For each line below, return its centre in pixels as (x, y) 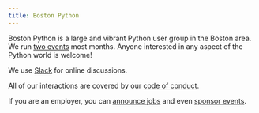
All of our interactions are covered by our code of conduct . (104, 85)
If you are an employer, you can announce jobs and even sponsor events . (128, 100)
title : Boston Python (44, 15)
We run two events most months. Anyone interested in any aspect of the (126, 46)
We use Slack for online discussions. (68, 70)
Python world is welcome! (50, 55)
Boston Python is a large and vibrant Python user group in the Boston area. (130, 38)
